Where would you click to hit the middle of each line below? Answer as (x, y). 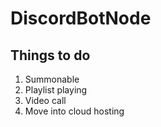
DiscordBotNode (81, 18)
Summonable (52, 79)
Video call (45, 100)
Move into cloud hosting (74, 111)
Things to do (50, 55)
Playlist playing (56, 90)
